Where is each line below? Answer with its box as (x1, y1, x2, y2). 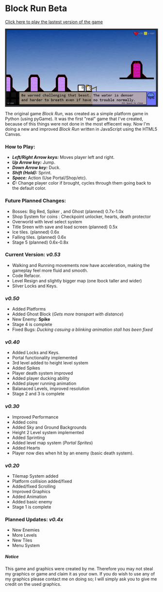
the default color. (12, 185, 47, 191)
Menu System (12, 543, 40, 548)
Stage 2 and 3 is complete (12, 391, 65, 397)
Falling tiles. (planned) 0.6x (12, 234, 66, 240)
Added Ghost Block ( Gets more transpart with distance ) (12, 311, 124, 317)
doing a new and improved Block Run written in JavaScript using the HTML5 (5, 126, 158, 132)
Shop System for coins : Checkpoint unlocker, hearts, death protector (12, 214, 151, 219)
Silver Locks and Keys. (12, 283, 58, 289)
